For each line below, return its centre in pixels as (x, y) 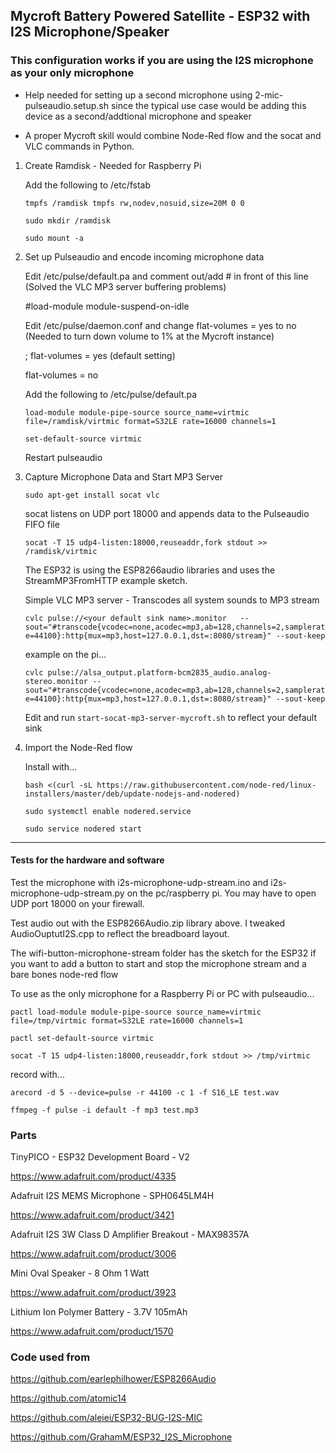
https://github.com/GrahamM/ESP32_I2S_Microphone (121, 1437)
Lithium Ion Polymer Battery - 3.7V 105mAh (99, 1312)
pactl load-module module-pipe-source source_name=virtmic (136, 1012)
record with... (37, 1074)
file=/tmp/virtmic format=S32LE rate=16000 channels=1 (127, 1020)
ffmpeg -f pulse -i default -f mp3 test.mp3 (104, 1110)
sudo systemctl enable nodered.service (108, 811)
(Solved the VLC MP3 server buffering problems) (125, 286)
